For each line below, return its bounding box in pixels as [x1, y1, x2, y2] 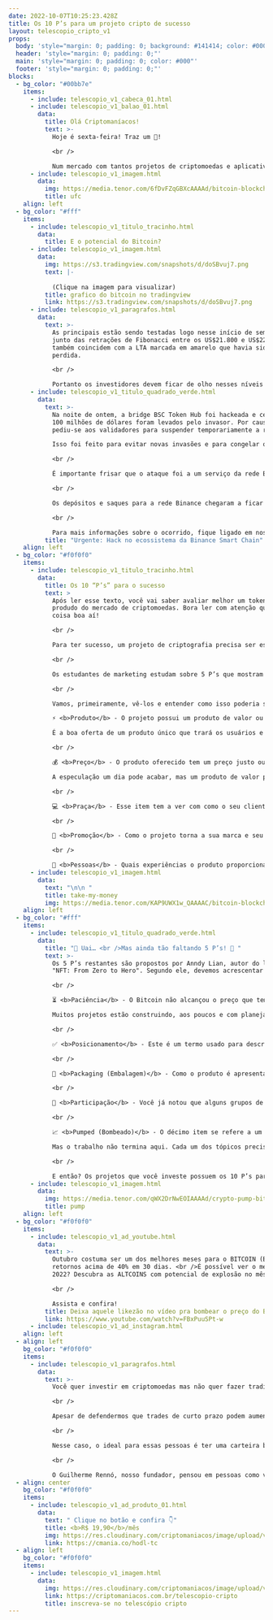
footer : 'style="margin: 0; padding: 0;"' [15, 65, 162, 73]
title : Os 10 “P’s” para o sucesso [44, 581, 165, 589]
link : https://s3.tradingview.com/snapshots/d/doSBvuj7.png [44, 298, 253, 306]
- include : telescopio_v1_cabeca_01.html [29, 95, 173, 103]
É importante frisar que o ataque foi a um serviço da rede [51, 470, 260, 478]
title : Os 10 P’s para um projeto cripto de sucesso [8, 20, 191, 28]
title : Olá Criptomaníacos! [44, 118, 140, 126]
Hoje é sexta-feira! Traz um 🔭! [51, 132, 162, 141]
